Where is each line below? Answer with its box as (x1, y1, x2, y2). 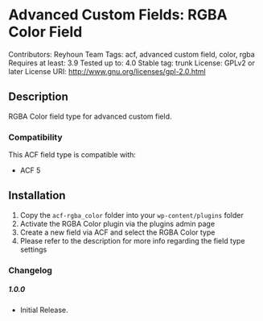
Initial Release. (19, 305, 68, 315)
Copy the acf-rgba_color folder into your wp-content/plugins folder (19, 210, 244, 219)
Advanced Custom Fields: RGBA (8, 6, 228, 24)
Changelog (8, 265, 52, 276)
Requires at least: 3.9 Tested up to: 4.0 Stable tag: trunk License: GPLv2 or (8, 58, 255, 68)
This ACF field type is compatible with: (8, 150, 137, 160)
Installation (8, 189, 66, 202)
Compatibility (8, 131, 63, 143)
